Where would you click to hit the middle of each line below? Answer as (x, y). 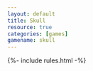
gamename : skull (31, 40)
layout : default (31, 14)
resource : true (30, 27)
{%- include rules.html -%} (47, 60)
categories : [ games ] (38, 34)
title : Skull (27, 21)
